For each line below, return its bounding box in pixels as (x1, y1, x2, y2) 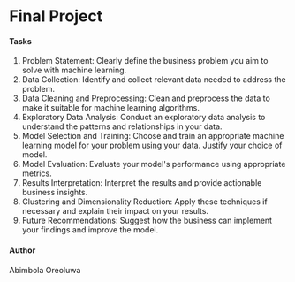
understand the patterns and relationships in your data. (21, 121, 223, 132)
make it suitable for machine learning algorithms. (21, 103, 200, 113)
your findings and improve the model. (21, 225, 159, 235)
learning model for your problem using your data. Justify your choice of (21, 140, 283, 151)
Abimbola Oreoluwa (9, 264, 81, 275)
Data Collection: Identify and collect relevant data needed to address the (21, 74, 286, 85)
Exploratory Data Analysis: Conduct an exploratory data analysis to (21, 112, 266, 123)
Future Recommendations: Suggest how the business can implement (21, 215, 272, 226)
